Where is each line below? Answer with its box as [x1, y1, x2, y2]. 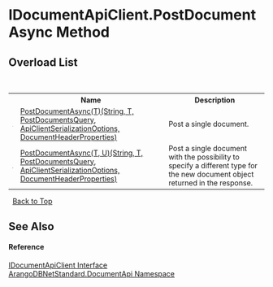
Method [55, 23, 110, 41]
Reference [8, 242, 45, 252]
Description [194, 95, 236, 105]
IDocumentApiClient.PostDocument [8, 6, 257, 24]
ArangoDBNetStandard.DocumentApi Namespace [8, 269, 175, 279]
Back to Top [11, 196, 53, 206]
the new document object [168, 169, 254, 179]
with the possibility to [168, 152, 240, 162]
